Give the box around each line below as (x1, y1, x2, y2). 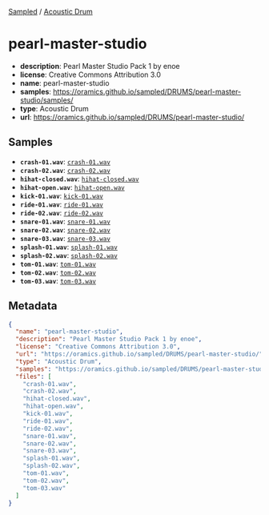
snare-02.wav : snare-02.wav (19, 224, 110, 235)
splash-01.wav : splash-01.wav (19, 242, 118, 251)
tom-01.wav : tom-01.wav (19, 259, 96, 268)
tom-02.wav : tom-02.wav (19, 268, 96, 277)
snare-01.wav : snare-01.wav (19, 216, 110, 226)
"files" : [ (15, 372, 52, 380)
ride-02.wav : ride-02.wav (19, 207, 104, 217)
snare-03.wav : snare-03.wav (19, 233, 110, 243)
